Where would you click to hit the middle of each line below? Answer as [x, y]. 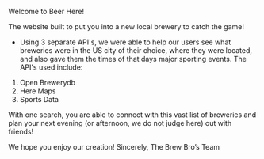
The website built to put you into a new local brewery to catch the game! [126, 26]
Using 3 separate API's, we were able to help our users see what [125, 42]
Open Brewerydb [48, 83]
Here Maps [38, 91]
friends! [21, 131]
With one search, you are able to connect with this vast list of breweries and [132, 115]
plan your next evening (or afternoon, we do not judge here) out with [120, 123]
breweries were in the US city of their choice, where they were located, [136, 50]
